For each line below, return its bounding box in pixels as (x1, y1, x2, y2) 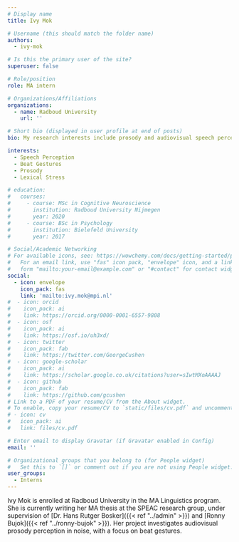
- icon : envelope (14, 278, 65, 286)
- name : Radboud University (14, 108, 97, 115)
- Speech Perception (14, 154, 75, 161)
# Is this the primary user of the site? (7, 56, 132, 63)
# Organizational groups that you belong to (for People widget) (7, 457, 205, 464)
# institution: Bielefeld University (7, 226, 139, 234)
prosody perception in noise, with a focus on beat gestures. (7, 526, 183, 535)
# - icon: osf (7, 318, 53, 325)
